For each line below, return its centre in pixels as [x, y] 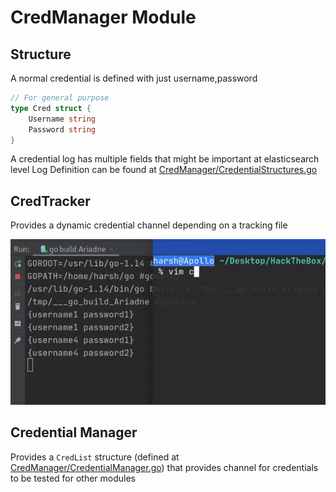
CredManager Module [103, 17]
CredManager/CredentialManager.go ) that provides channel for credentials [164, 467]
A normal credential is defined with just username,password [134, 78]
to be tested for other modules [73, 478]
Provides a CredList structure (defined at [95, 457]
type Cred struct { [51, 108]
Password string [62, 129]
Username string [62, 119]
